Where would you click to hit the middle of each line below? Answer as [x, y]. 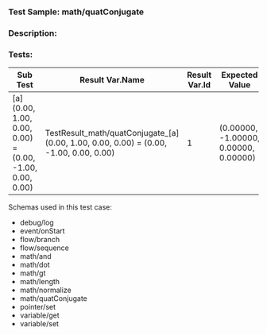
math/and [35, 256]
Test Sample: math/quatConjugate [76, 12]
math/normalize [45, 290]
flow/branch [40, 240]
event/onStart [42, 231]
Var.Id [199, 85]
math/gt [33, 273]
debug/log [37, 223]
